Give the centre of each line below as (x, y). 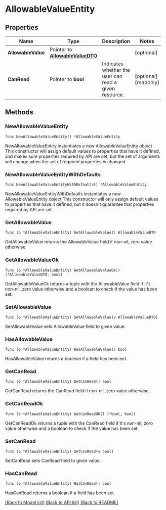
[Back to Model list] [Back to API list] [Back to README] (62, 503)
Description (116, 41)
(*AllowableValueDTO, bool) (34, 275)
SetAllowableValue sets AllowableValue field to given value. (65, 326)
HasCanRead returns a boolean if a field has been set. (60, 493)
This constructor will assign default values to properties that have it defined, (83, 151)
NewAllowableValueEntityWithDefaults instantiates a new (63, 193)
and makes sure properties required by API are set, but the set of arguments (83, 156)
